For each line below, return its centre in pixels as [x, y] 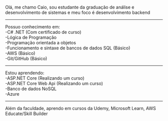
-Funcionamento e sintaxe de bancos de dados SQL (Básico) [68, 48]
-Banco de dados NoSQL [31, 89]
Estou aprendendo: [25, 73]
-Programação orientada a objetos [41, 43]
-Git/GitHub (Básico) [26, 59]
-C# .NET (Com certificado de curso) [43, 32]
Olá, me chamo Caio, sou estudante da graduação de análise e [70, 7]
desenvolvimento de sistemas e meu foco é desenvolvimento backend [78, 12]
